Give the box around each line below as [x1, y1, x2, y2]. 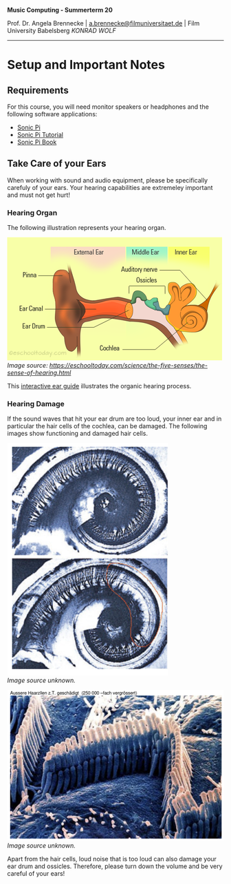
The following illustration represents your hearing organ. [7, 224, 166, 232]
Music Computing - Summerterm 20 [7, 6, 113, 14]
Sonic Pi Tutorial [16, 131, 64, 138]
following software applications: [7, 110, 98, 118]
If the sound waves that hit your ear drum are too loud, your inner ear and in [7, 414, 222, 423]
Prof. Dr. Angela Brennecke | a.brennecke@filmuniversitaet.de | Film [7, 19, 200, 27]
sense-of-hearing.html [7, 368, 71, 377]
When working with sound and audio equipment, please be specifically [7, 176, 208, 185]
